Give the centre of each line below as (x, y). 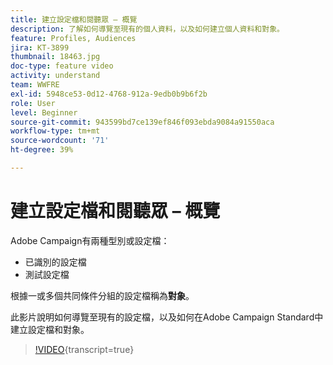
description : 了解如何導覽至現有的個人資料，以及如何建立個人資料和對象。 (147, 29)
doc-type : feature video (62, 66)
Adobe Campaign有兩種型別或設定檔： (90, 240)
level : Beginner (44, 112)
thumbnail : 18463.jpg (55, 57)
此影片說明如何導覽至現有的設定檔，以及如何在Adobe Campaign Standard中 (167, 317)
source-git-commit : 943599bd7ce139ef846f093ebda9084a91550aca (142, 122)
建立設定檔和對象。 (50, 329)
